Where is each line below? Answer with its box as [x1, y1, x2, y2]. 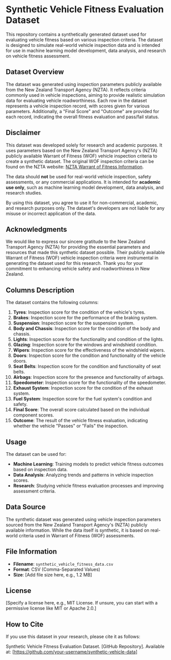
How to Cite [6, 620, 44, 628]
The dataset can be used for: [6, 451, 67, 457]
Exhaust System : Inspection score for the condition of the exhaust [13, 385, 153, 391]
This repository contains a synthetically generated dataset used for [6, 31, 147, 37]
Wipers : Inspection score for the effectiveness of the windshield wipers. [13, 347, 165, 353]
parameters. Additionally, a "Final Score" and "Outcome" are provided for [6, 108, 159, 114]
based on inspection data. [13, 466, 68, 472]
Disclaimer [6, 128, 41, 137]
